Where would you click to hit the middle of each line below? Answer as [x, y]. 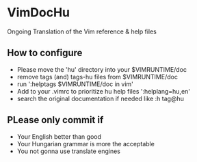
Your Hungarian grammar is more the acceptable [86, 144]
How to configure [45, 53]
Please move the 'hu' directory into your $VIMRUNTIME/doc [102, 69]
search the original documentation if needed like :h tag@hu [101, 98]
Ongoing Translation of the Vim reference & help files [82, 31]
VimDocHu [39, 13]
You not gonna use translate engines [69, 151]
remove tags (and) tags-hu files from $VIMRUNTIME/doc [97, 77]
